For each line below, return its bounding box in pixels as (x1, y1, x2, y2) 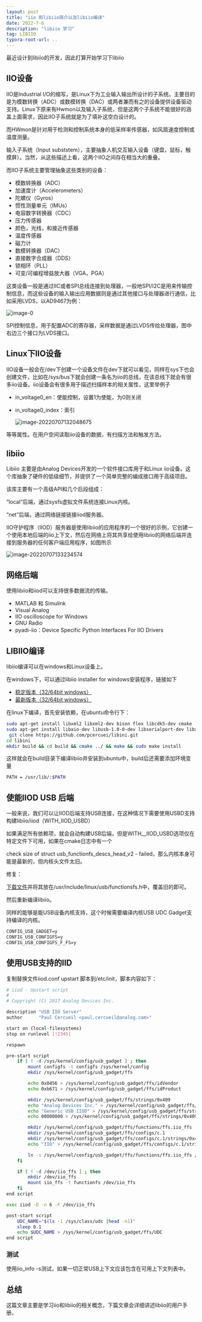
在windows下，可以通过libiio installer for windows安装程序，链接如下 (6, 676, 177, 683)
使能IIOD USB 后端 (6, 792, 75, 803)
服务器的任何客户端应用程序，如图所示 (16, 539, 112, 546)
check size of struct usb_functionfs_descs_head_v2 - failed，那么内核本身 (6, 850, 190, 857)
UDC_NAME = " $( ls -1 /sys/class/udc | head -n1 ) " (17, 1218, 136, 1225)
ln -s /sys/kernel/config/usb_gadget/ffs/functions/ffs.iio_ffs (28, 1152, 192, 1158)
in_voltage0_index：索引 (14, 406, 75, 413)
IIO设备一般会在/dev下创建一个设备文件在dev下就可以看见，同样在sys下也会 (6, 365, 195, 373)
